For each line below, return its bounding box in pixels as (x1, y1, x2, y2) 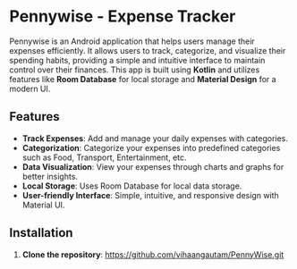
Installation (9, 225, 73, 240)
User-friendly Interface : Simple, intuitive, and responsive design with (21, 189, 279, 200)
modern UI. (9, 83, 51, 94)
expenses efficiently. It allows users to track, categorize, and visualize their (9, 45, 286, 55)
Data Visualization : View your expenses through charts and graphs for (21, 161, 284, 172)
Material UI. (21, 199, 65, 210)
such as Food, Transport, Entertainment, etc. (21, 152, 187, 163)
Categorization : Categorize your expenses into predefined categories (21, 142, 281, 153)
